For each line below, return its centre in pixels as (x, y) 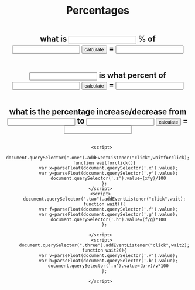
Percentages (98, 11)
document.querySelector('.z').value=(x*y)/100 (108, 179)
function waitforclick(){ (104, 163)
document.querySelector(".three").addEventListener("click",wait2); (104, 245)
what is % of (98, 39)
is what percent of (132, 75)
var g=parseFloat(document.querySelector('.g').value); (108, 215)
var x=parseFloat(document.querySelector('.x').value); (108, 168)
